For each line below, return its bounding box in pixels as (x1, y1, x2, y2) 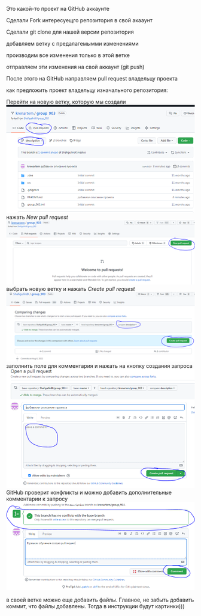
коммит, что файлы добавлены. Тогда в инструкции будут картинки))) (6, 603, 185, 610)
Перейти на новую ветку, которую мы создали (6, 99, 126, 105)
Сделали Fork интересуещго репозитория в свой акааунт (6, 17, 153, 23)
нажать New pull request (6, 213, 69, 221)
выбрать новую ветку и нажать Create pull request (6, 285, 135, 293)
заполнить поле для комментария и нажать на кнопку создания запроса (6, 362, 193, 370)
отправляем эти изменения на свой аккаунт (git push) (6, 63, 145, 70)
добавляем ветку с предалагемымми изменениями (6, 40, 139, 47)
